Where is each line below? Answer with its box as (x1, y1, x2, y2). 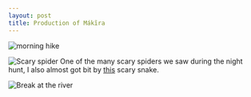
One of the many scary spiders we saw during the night (59, 56, 243, 66)
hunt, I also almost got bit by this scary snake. (8, 64, 160, 74)
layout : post (8, 11, 52, 20)
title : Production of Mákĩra (8, 19, 106, 27)
